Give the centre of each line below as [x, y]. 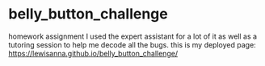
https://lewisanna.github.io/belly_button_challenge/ [93, 53]
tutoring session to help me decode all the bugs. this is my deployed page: [132, 44]
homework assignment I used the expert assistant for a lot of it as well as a [132, 36]
